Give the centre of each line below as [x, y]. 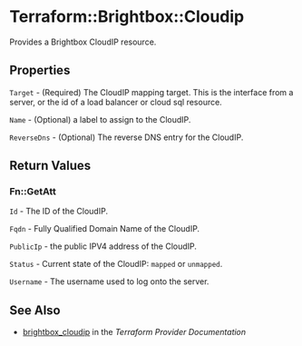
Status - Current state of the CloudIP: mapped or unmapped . [116, 264]
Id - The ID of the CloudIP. [59, 212]
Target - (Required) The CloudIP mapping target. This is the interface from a [151, 92]
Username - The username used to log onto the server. [109, 282]
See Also [35, 310]
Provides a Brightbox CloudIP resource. [83, 42]
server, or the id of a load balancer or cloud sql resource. [116, 102]
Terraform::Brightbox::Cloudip [127, 17]
